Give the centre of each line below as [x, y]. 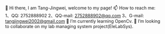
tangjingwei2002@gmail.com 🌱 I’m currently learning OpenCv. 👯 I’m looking [83, 21]
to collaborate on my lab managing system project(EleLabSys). [69, 26]
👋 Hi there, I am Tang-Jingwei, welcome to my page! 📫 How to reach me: [80, 8]
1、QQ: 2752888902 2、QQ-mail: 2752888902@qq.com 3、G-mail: [75, 16]
